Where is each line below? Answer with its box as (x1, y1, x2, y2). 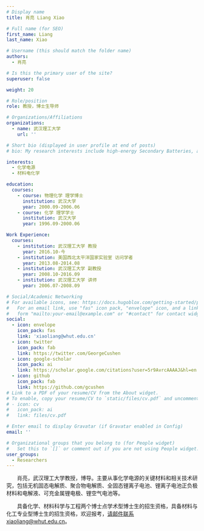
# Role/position (6, 98, 47, 104)
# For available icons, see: (6, 299, 80, 305)
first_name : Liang (6, 31, 53, 37)
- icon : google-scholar (12, 356, 72, 362)
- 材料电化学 (12, 170, 41, 176)
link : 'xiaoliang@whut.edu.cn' (17, 333, 97, 339)
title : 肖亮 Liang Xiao (6, 15, 65, 21)
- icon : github (12, 373, 50, 379)
